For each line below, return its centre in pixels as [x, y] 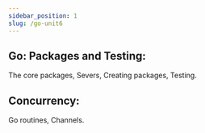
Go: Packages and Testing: [77, 56]
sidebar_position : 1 [43, 16]
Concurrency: [44, 100]
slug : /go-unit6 [36, 23]
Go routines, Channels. [46, 120]
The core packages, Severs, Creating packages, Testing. [103, 75]
